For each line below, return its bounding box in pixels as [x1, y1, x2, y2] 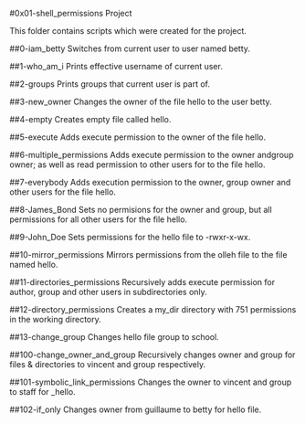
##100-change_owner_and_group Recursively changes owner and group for [9, 349, 296, 360]
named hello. [9, 260, 58, 270]
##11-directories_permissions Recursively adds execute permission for [9, 277, 276, 287]
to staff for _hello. [9, 387, 76, 397]
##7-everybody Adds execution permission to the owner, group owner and [9, 177, 291, 187]
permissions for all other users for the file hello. [9, 214, 188, 225]
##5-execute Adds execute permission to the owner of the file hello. [9, 132, 267, 143]
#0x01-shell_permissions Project [9, 8, 132, 18]
